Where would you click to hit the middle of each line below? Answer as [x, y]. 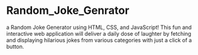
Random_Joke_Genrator [68, 11]
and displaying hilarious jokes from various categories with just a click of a [99, 40]
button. [15, 47]
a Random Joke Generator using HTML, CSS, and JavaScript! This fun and [99, 27]
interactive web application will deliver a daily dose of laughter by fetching [99, 33]
